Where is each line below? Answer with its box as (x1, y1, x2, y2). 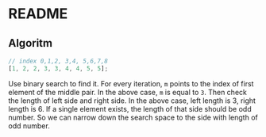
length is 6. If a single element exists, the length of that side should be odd (8, 104, 252, 113)
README (8, 5, 68, 23)
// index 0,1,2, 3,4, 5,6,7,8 (8, 57, 109, 65)
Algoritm (8, 36, 53, 50)
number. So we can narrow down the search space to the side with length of (8, 112, 258, 122)
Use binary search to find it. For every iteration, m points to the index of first (8, 78, 254, 88)
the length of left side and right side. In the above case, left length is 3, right (8, 96, 256, 105)
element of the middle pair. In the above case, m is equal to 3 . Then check (8, 87, 248, 97)
